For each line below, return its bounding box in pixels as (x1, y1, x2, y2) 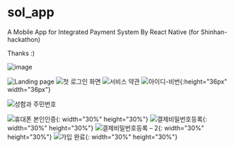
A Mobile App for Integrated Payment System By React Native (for (7, 28, 199, 36)
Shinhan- (200, 28, 228, 36)
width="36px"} (7, 85, 51, 93)
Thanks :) (7, 49, 35, 57)
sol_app (7, 4, 54, 21)
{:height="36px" (180, 77, 228, 86)
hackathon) (7, 35, 41, 43)
